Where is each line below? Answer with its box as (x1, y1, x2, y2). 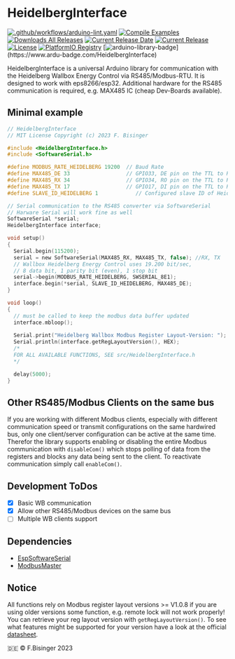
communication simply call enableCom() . (7, 460, 122, 468)
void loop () (7, 299, 42, 306)
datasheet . (7, 630, 38, 639)
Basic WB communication (17, 499, 92, 508)
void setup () (7, 235, 45, 242)
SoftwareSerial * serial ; (7, 215, 80, 222)
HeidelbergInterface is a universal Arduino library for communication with (7, 64, 219, 72)
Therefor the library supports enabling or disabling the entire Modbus (7, 437, 208, 446)
